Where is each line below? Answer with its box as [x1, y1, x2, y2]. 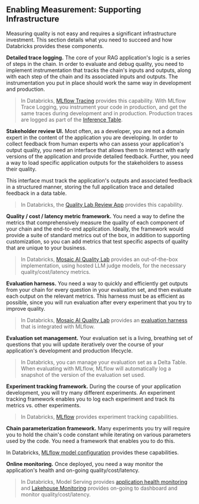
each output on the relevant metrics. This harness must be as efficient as [6, 292, 185, 300]
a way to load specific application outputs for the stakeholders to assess [6, 159, 184, 166]
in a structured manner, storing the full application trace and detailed [6, 183, 174, 190]
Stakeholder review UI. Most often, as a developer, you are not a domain [6, 127, 185, 134]
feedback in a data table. [6, 190, 67, 197]
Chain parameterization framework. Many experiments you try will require [6, 424, 190, 431]
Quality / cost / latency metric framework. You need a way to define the [6, 212, 185, 219]
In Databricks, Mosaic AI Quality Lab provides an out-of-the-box [20, 256, 178, 263]
